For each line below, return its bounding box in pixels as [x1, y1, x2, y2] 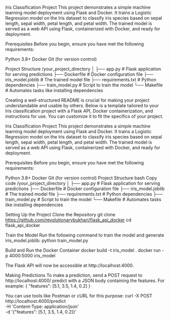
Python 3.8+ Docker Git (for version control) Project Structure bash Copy [5, 175, 157, 181]
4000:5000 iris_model [9, 253, 56, 258]
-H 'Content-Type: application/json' [5, 303, 79, 309]
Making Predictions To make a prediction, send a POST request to [5, 272, 143, 278]
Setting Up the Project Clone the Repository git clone [5, 212, 115, 217]
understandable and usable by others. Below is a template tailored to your [5, 103, 159, 108]
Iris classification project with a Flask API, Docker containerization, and [5, 108, 153, 114]
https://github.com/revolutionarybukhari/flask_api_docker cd [5, 217, 132, 223]
